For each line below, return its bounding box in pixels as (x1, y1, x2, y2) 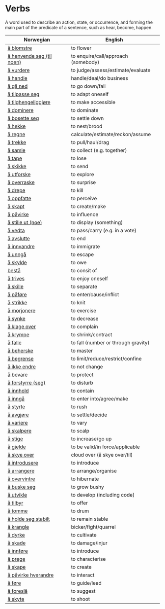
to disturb (71, 379, 93, 386)
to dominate (71, 107, 99, 113)
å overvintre (7, 475, 35, 482)
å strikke (7, 299, 27, 306)
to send (71, 163, 88, 170)
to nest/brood (71, 123, 103, 130)
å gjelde (7, 443, 26, 450)
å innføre (7, 547, 28, 554)
